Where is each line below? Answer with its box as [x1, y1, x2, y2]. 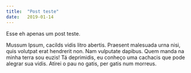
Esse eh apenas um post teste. [6, 30, 81, 37]
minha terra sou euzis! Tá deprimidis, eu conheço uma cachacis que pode [6, 54, 185, 61]
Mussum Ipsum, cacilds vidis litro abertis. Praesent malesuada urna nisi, [6, 41, 181, 48]
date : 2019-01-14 [6, 14, 54, 20]
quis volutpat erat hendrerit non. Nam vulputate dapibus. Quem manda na [6, 47, 185, 54]
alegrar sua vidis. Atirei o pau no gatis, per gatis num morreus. [6, 60, 157, 67]
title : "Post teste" [6, 8, 59, 15]
